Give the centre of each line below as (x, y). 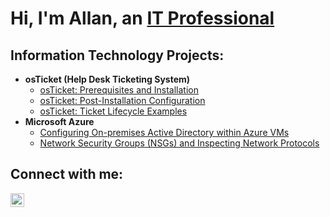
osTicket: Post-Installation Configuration (122, 100)
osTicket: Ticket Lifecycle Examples (113, 111)
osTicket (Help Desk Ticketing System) (107, 79)
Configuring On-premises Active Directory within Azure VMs (164, 132)
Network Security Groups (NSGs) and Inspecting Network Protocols (179, 143)
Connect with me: (67, 174)
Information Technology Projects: (117, 55)
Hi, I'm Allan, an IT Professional (142, 18)
